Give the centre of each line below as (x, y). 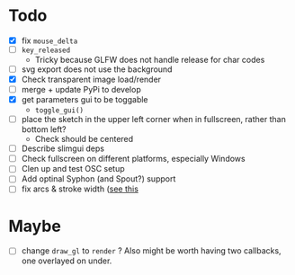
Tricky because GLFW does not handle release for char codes (150, 59)
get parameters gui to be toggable (85, 99)
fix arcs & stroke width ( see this (80, 189)
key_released (46, 50)
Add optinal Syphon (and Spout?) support (98, 179)
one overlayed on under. (67, 261)
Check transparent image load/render (91, 79)
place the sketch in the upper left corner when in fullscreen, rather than (154, 120)
